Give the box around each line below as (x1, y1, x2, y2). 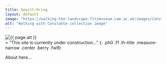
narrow (5, 45, 20, 51)
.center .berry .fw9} (20, 45, 61, 51)
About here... (5, 55, 32, 61)
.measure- (136, 40, 157, 46)
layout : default (5, 12, 39, 17)
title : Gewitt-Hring (5, 7, 48, 12)
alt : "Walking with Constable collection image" (5, 21, 108, 26)
